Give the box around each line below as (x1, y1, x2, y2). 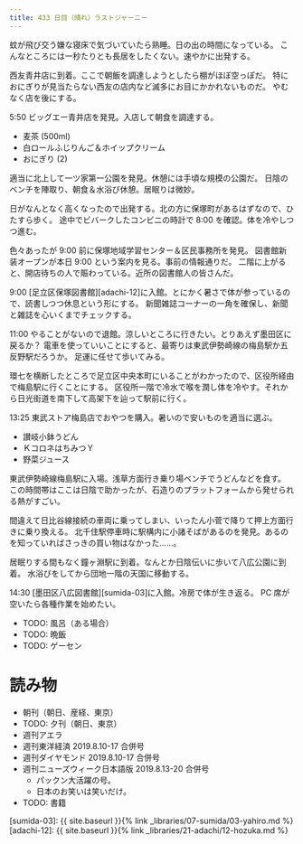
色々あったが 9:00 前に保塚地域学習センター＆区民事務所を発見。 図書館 (9, 245, 279, 256)
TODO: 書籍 (22, 797, 66, 808)
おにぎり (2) (22, 153, 68, 164)
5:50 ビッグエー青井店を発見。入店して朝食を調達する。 (9, 111, 219, 122)
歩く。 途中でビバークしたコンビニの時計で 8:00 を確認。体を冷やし (33, 214, 287, 225)
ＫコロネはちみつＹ (22, 442, 95, 453)
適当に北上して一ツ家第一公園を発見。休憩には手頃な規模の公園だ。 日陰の (9, 173, 289, 183)
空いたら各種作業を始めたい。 (9, 598, 120, 609)
